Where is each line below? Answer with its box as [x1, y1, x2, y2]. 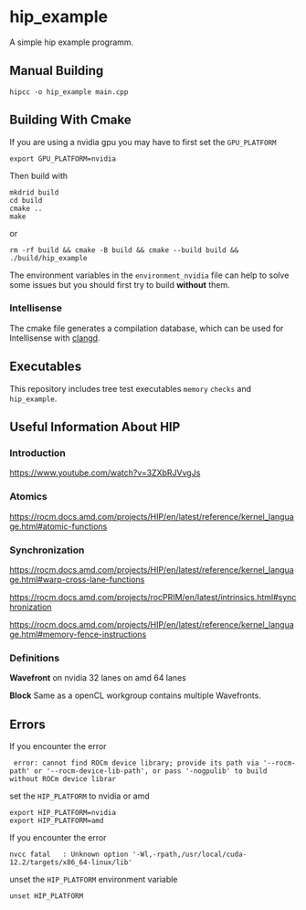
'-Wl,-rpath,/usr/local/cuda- [132, 850, 248, 860]
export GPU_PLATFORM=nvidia [9, 153, 117, 164]
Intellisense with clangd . [9, 332, 100, 344]
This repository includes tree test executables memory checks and [9, 383, 251, 394]
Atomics [9, 491, 47, 503]
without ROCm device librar [9, 775, 117, 784]
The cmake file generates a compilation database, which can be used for [9, 323, 284, 333]
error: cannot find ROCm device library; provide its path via [13, 758, 259, 768]
